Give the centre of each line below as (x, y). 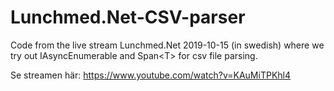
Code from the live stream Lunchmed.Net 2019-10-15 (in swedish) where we (167, 45)
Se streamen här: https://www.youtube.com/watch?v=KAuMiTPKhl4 (151, 75)
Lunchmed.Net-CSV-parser (128, 17)
